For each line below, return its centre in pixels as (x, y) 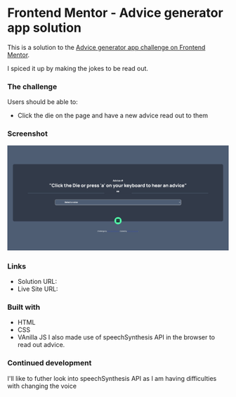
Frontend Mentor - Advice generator (115, 13)
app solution (45, 28)
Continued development (50, 363)
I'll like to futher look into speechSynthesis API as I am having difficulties (112, 378)
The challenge (32, 86)
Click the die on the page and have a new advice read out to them (113, 116)
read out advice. (41, 345)
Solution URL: (37, 282)
